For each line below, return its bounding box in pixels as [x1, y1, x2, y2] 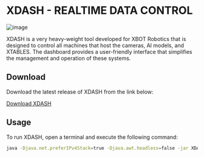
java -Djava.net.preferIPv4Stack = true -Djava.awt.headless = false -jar [6, 145, 189, 151]
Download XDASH [6, 100, 52, 107]
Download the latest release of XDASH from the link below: [6, 88, 154, 95]
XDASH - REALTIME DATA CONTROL [6, 4, 193, 18]
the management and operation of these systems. [6, 54, 131, 62]
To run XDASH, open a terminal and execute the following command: [6, 133, 178, 141]
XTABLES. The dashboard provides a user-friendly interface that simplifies [6, 48, 192, 55]
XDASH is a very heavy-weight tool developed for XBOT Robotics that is [6, 35, 186, 42]
